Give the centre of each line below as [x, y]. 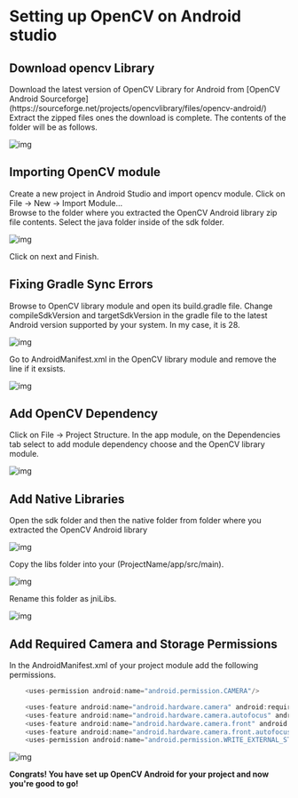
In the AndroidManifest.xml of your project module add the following [134, 666]
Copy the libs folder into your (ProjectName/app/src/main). [117, 564]
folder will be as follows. [53, 127]
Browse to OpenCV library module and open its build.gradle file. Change [141, 306]
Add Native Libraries [67, 499]
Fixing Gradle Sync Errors [81, 285]
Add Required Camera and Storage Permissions [143, 644]
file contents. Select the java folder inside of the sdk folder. [117, 222]
